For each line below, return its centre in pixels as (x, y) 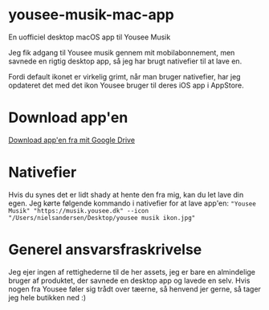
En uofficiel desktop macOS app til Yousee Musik (90, 37)
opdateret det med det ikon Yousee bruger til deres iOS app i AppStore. (126, 85)
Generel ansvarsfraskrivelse (105, 250)
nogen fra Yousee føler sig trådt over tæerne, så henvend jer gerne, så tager (134, 289)
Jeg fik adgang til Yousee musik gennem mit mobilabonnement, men (122, 52)
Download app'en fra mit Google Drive (71, 140)
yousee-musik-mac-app (92, 15)
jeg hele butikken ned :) (47, 297)
